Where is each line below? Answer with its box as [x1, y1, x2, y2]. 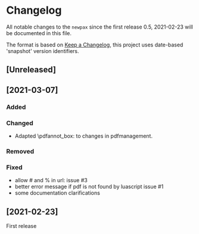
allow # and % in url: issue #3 [14, 177, 88, 184]
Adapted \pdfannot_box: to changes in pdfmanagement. [14, 132, 153, 139]
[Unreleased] [6, 65, 57, 75]
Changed [6, 118, 34, 127]
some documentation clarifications [14, 189, 100, 196]
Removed [6, 147, 35, 155]
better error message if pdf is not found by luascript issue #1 [14, 183, 164, 191]
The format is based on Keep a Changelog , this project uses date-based [6, 41, 184, 48]
